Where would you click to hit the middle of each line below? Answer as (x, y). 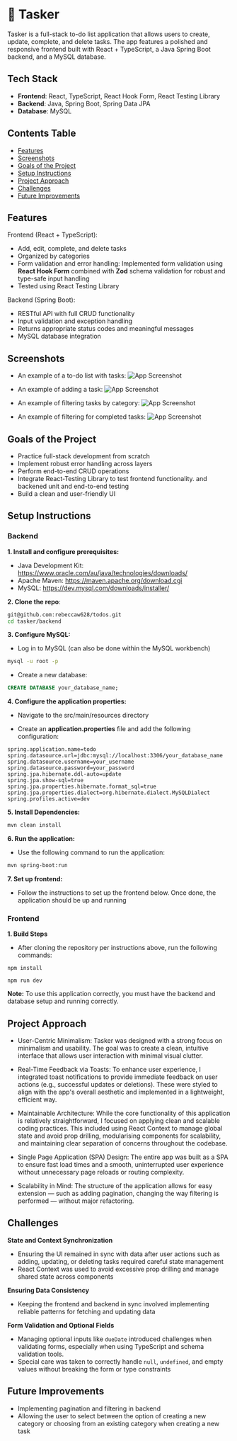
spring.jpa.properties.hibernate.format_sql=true (82, 787)
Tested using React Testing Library (68, 286)
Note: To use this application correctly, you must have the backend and (111, 994)
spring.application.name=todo (52, 750)
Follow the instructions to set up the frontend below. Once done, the (117, 893)
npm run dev (25, 981)
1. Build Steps (28, 934)
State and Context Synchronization (60, 1240)
